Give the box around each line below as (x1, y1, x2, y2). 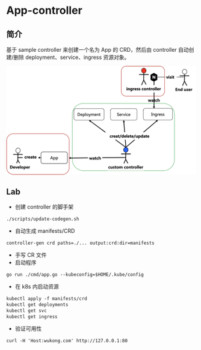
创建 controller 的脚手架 (14, 203, 74, 210)
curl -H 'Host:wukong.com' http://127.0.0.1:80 (6, 338, 128, 344)
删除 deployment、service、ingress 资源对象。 (13, 54, 130, 61)
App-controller (6, 4, 82, 17)
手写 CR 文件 (14, 251, 47, 259)
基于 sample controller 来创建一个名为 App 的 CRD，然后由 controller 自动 (6, 46, 190, 53)
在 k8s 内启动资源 (14, 283, 59, 290)
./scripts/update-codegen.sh (6, 216, 79, 223)
